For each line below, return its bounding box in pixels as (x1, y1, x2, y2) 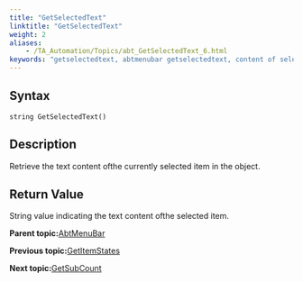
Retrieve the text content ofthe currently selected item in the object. (9, 160, 261, 171)
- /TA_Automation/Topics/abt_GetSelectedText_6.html (25, 47, 228, 56)
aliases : (9, 38, 42, 48)
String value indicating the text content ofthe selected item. (9, 211, 230, 222)
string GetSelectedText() (9, 112, 106, 122)
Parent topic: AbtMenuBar (9, 228, 106, 239)
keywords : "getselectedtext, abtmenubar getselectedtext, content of (9, 55, 277, 64)
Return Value (9, 186, 84, 203)
